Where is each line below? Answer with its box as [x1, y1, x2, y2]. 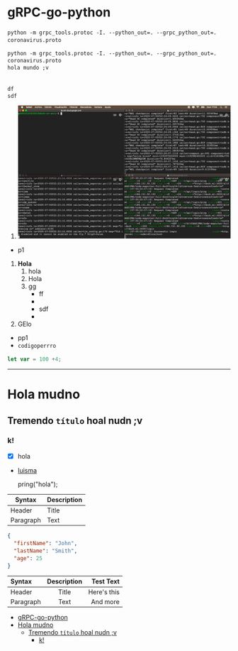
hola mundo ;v [7, 64, 50, 71]
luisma [17, 466, 38, 474]
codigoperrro [17, 342, 57, 350]
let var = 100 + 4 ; [7, 356, 62, 363]
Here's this [88, 587, 120, 596]
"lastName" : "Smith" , [13, 547, 78, 554]
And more [91, 597, 120, 606]
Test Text [91, 577, 120, 586]
